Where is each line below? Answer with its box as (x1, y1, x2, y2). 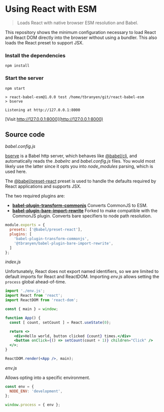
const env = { (5, 384, 34, 389)
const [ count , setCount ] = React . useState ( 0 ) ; (9, 320, 111, 325)
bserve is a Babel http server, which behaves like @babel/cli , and (5, 153, 137, 159)
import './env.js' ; (5, 288, 45, 294)
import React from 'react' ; (5, 293, 63, 298)
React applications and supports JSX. (5, 183, 81, 189)
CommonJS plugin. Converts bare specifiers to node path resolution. (12, 213, 152, 219)
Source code (5, 130, 45, 138)
